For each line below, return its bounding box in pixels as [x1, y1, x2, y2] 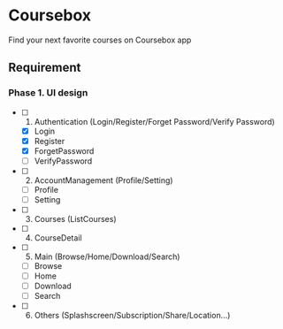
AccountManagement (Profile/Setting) [34, 174, 173, 186]
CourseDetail [34, 233, 82, 243]
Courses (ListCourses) [34, 214, 117, 224]
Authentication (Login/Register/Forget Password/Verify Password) [34, 116, 275, 126]
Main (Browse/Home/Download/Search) [34, 251, 180, 262]
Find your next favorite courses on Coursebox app [8, 34, 192, 45]
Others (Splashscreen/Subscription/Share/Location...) [34, 310, 231, 321]
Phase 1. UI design [8, 87, 88, 99]
